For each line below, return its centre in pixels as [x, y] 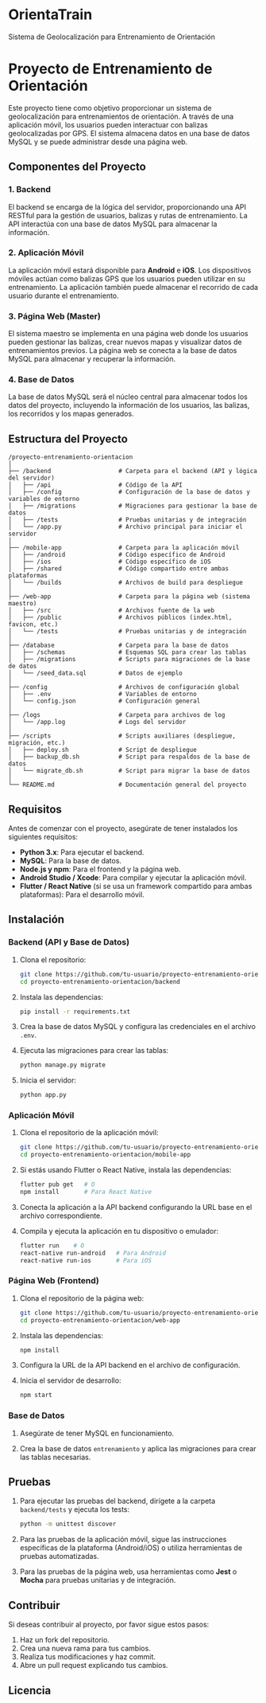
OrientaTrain [50, 15]
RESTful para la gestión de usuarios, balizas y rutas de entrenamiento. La [128, 215]
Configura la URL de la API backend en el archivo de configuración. [130, 1365]
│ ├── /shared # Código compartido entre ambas [118, 569]
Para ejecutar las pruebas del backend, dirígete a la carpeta [118, 1501]
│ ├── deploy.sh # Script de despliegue [102, 750]
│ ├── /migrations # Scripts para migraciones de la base [129, 660]
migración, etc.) [37, 743]
